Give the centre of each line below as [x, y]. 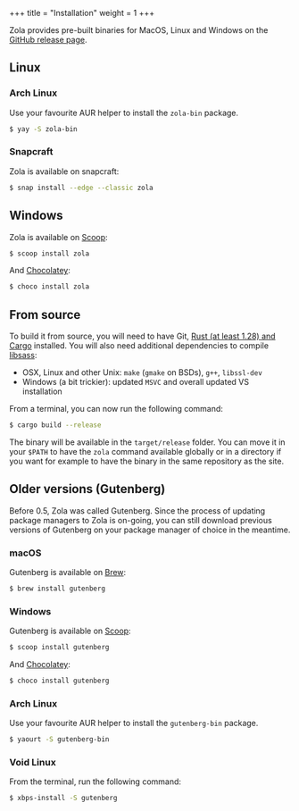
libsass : [23, 355]
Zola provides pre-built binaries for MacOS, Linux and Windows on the [139, 30]
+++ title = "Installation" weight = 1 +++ [82, 13]
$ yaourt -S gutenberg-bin [59, 740]
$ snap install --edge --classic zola [81, 188]
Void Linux [33, 763]
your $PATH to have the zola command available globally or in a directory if [145, 451]
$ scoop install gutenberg [59, 648]
